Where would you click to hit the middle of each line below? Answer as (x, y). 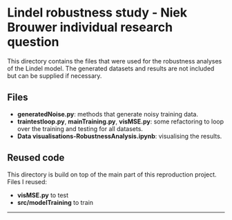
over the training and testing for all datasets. (80, 128)
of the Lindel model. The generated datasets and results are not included (111, 68)
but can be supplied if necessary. (55, 76)
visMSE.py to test (43, 195)
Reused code (36, 158)
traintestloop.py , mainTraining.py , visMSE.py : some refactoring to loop (120, 121)
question (33, 42)
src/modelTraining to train (55, 202)
